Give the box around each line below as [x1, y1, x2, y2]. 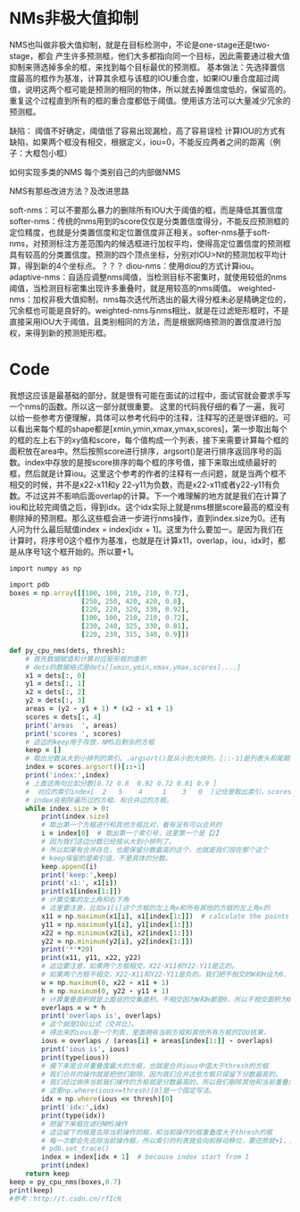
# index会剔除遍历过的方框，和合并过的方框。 [25, 796, 173, 805]
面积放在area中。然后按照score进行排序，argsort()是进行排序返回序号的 [9, 446, 274, 456]
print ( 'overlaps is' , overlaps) [41, 1011, 162, 1021]
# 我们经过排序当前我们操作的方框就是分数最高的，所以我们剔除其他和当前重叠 [41, 1078, 288, 1087]
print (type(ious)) [41, 1053, 110, 1062]
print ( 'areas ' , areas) [25, 721, 118, 730]
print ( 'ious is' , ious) [41, 1044, 129, 1054]
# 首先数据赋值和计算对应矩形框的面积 [25, 654, 147, 664]
